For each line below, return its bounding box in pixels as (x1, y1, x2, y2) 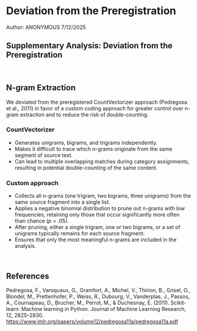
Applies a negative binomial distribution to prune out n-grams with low (14, 205, 185, 212)
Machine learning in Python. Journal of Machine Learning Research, (21, 305, 186, 312)
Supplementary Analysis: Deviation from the (6, 41, 173, 51)
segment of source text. (14, 152, 73, 159)
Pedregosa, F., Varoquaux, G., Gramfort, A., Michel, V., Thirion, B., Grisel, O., (6, 286, 191, 293)
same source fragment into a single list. (14, 199, 111, 206)
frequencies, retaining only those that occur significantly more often (14, 211, 180, 218)
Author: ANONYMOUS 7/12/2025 (6, 24, 86, 31)
